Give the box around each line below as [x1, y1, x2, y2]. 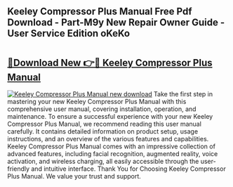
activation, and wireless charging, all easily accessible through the [7, 157, 199, 165]
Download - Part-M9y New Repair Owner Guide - [7, 17, 225, 29]
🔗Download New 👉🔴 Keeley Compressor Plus [7, 56, 213, 69]
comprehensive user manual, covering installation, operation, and [7, 105, 197, 113]
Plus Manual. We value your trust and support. [7, 172, 142, 180]
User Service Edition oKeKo [7, 27, 131, 39]
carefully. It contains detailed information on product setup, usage [7, 127, 199, 136]
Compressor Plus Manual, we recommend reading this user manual [7, 120, 202, 128]
